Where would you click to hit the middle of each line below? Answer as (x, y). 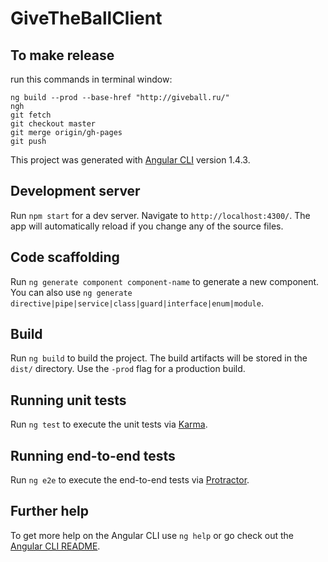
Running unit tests (68, 400)
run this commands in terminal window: (91, 79)
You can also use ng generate (71, 292)
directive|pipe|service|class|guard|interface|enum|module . (137, 303)
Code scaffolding (65, 257)
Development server (75, 191)
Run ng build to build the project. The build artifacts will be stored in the (159, 358)
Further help (50, 511)
